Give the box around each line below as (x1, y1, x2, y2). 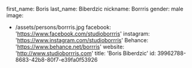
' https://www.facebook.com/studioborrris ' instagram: (15, 30, 150, 37)
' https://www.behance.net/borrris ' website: (15, 43, 124, 50)
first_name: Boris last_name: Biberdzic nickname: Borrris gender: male (6, 6, 183, 12)
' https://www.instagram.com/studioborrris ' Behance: (15, 37, 149, 43)
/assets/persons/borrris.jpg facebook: (15, 24, 111, 31)
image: (6, 12, 24, 19)
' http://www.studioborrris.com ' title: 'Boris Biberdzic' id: (15, 50, 156, 57)
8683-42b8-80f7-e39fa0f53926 (15, 56, 98, 63)
